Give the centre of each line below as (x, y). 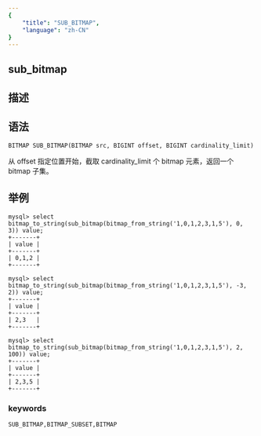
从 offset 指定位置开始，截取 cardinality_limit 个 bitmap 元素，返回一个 (121, 161)
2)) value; (26, 292)
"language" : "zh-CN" (56, 30)
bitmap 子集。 (31, 170)
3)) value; (26, 230)
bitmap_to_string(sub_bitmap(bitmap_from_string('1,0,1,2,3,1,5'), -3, (127, 285)
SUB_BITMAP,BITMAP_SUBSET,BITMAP (63, 424)
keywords (27, 408)
